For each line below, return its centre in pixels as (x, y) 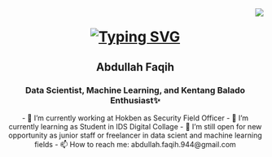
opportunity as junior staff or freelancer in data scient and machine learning (135, 135)
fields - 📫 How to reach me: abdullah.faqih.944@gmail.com (135, 144)
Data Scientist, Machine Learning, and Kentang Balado (135, 90)
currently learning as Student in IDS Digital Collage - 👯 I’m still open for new (135, 126)
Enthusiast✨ (135, 100)
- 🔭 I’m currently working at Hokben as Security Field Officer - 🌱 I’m (135, 118)
